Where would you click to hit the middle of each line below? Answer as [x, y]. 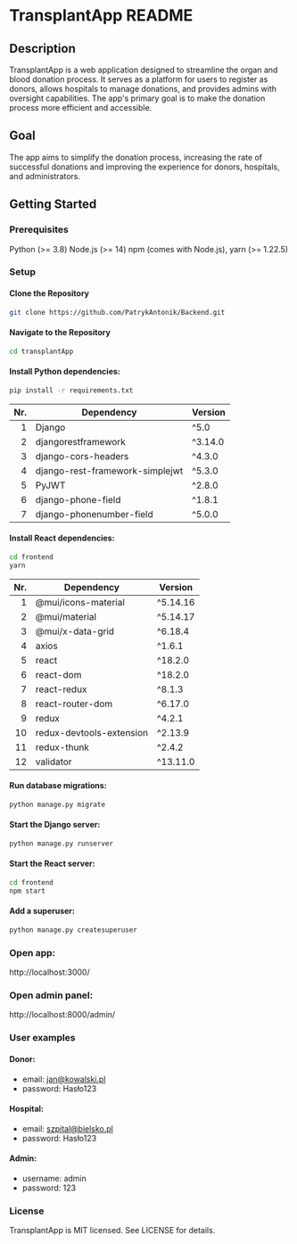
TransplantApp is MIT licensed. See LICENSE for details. [112, 1231]
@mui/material [66, 616]
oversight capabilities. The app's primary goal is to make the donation [137, 98]
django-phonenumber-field [94, 514]
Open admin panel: [51, 995]
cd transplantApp [41, 351]
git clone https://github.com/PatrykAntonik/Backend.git [117, 312]
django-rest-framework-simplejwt [109, 471]
